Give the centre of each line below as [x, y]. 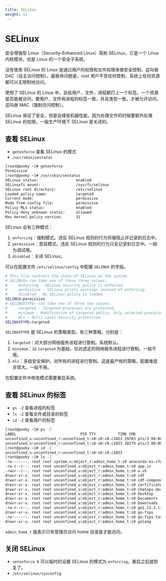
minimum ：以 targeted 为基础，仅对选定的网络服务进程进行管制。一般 [82, 349]
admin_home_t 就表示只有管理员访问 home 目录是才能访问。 [65, 532]
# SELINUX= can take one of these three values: [56, 281]
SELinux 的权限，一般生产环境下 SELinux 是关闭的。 [58, 122]
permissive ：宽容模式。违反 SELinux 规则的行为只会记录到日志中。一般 [85, 243]
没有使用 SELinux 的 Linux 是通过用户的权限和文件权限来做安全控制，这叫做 [82, 70]
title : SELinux [21, 10]
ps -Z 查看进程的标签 [34, 408]
